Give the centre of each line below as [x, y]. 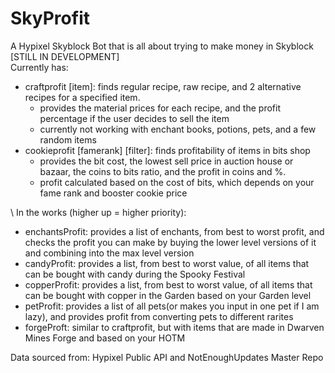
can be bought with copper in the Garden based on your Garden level [168, 295]
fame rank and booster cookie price [113, 193]
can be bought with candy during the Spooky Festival [135, 274]
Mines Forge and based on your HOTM [105, 338]
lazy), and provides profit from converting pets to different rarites [159, 316]
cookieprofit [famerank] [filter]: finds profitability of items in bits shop [167, 150]
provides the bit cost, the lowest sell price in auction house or [166, 161]
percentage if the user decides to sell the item [134, 118]
